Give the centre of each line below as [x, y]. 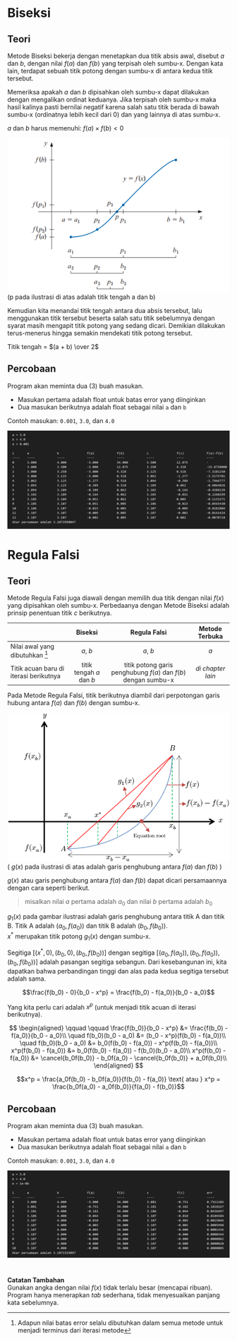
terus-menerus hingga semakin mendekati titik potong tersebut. [100, 333]
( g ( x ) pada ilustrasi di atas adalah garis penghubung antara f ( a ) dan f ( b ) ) [115, 867]
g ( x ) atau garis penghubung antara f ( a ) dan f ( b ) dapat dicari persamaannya [117, 880]
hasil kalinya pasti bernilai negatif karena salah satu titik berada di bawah [113, 107]
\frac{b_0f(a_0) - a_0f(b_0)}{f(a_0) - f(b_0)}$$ [119, 1086]
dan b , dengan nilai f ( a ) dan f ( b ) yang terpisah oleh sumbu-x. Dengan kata [115, 63]
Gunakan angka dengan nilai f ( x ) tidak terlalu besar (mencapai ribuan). [110, 1287]
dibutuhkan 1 [29, 654]
